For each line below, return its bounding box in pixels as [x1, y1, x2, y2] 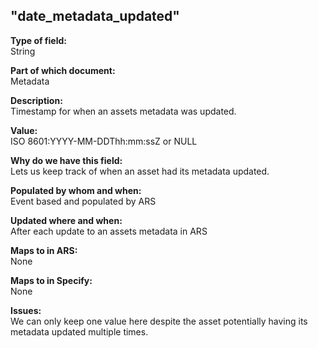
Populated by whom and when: [10, 184, 142, 196]
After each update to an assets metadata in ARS [10, 225, 208, 237]
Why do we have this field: [10, 154, 123, 166]
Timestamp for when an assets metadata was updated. [10, 105, 237, 117]
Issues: [10, 304, 42, 316]
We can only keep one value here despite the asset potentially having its [10, 315, 308, 327]
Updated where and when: [10, 214, 123, 226]
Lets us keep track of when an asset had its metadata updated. [10, 165, 270, 177]
